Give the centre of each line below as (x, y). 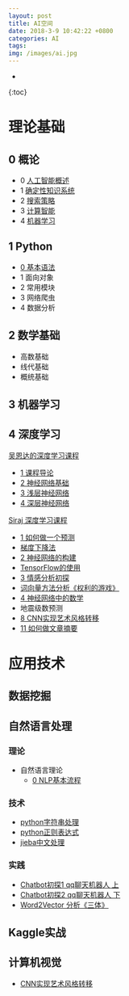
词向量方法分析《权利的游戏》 (69, 587)
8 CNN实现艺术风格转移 (59, 618)
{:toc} (18, 92)
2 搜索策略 (37, 200)
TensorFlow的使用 (50, 567)
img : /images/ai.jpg (43, 53)
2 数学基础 (34, 336)
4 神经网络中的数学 (52, 598)
